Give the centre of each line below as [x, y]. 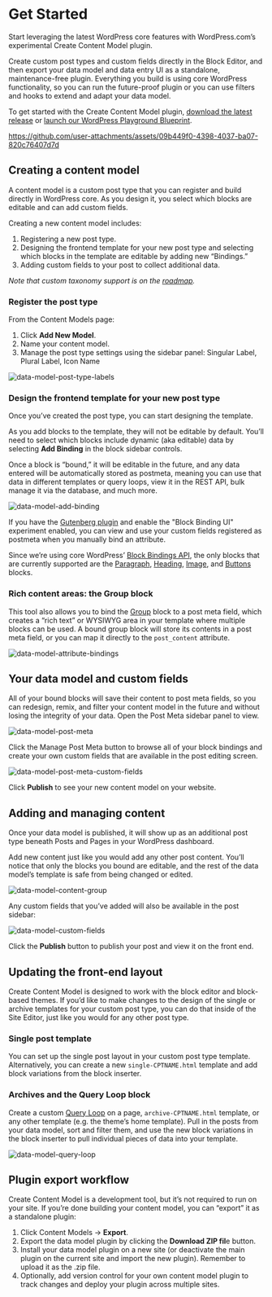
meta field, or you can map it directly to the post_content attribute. [119, 637]
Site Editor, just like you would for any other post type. [99, 1018]
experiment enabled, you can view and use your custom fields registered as [135, 531]
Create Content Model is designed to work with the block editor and [122, 991]
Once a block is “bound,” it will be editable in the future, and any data [124, 464]
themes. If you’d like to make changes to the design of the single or [143, 1000]
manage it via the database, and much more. [83, 490]
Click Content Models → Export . [74, 1233]
